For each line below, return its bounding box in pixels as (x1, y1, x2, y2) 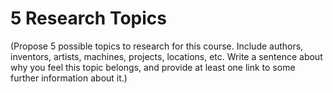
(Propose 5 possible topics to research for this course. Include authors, (10, 40, 304, 52)
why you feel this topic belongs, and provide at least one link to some (10, 61, 296, 73)
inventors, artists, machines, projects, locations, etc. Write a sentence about (10, 50, 323, 62)
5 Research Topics (10, 7, 167, 30)
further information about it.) (10, 72, 128, 84)
